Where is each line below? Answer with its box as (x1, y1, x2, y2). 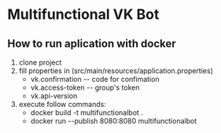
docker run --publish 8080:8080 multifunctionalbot (30, 116, 197, 125)
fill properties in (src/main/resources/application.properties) (18, 66, 213, 76)
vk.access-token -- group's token (30, 83, 140, 92)
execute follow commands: (18, 100, 107, 109)
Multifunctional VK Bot (7, 6, 160, 24)
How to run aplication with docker (7, 37, 176, 50)
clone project (18, 57, 62, 67)
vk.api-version (30, 91, 78, 100)
